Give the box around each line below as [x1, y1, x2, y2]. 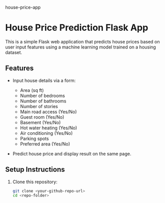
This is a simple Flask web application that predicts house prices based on [5, 38, 160, 44]
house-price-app [5, 5, 41, 10]
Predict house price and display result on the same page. [12, 150, 132, 157]
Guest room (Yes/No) [20, 114, 65, 120]
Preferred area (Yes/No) [20, 141, 71, 147]
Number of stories [20, 103, 58, 109]
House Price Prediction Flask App [5, 22, 148, 33]
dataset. [5, 49, 23, 55]
